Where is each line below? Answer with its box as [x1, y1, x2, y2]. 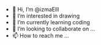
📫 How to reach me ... [12, 32, 69, 39]
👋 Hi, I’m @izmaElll [12, 6, 59, 13]
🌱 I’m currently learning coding [12, 19, 91, 26]
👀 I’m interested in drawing [12, 12, 80, 19]
